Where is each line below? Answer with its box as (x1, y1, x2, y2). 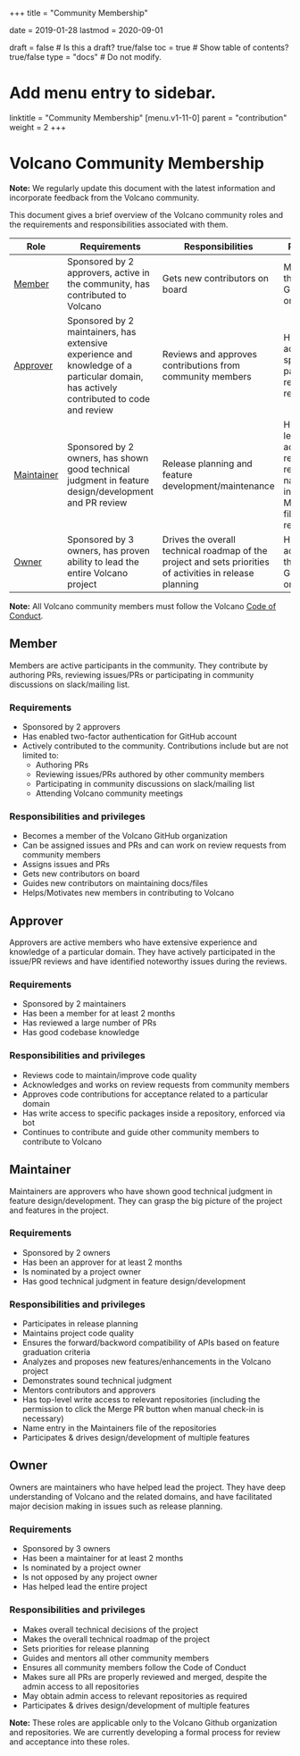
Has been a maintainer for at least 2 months (21, 1553, 184, 1564)
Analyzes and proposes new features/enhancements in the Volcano (21, 1357, 271, 1367)
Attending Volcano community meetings (35, 788, 183, 799)
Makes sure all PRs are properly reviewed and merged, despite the (21, 1671, 268, 1682)
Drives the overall (162, 533, 237, 546)
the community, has (66, 277, 150, 289)
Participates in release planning (21, 1318, 138, 1329)
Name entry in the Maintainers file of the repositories (21, 1423, 217, 1434)
